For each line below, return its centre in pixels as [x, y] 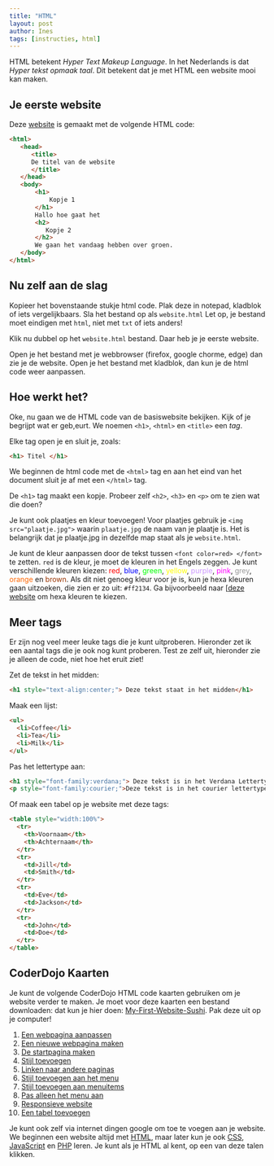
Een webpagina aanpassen [66, 1034]
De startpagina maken [58, 1052]
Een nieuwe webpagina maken [72, 1043]
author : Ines [31, 31]
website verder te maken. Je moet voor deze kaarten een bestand [120, 1002]
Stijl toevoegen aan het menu [70, 1078]
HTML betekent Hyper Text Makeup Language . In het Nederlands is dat [129, 62]
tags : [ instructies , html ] [55, 39]
